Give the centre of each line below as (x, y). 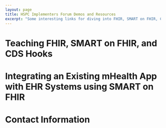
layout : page (19, 10)
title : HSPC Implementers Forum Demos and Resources (61, 14)
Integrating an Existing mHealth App (81, 76)
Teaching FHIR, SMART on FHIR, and (81, 43)
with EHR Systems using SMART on (80, 86)
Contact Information (48, 119)
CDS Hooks (29, 53)
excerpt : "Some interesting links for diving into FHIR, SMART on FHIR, (82, 19)
